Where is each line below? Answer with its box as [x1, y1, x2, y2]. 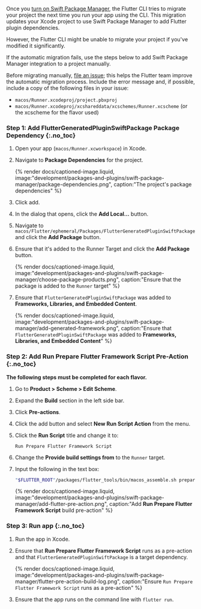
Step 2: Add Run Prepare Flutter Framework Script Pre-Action [6, 352, 189, 361]
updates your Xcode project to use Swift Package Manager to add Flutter [6, 18, 187, 25]
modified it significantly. [6, 42, 65, 49]
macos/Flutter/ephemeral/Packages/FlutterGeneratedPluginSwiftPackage [14, 228, 196, 234]
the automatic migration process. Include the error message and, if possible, [6, 78, 195, 85]
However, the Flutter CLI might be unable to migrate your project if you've [6, 36, 188, 43]
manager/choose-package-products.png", [14, 276, 120, 284]
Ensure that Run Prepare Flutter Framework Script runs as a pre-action [14, 547, 193, 554]
